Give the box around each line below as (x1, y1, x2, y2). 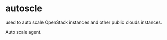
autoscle (5, 3, 43, 14)
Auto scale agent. (5, 29, 42, 35)
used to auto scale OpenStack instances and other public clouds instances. (5, 19, 162, 25)
